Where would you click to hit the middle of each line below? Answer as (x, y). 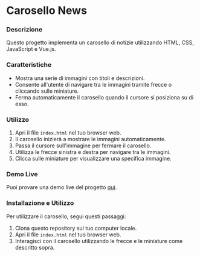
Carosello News (47, 11)
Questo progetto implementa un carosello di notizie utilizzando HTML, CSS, (100, 42)
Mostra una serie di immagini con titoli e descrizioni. (80, 78)
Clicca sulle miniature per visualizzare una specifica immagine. (93, 159)
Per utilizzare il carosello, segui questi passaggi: (66, 216)
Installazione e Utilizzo (40, 203)
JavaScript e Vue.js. (31, 49)
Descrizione (24, 30)
